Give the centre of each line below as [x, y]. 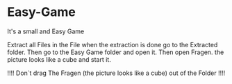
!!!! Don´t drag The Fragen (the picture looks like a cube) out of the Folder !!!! [116, 73]
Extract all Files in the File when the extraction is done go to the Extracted [113, 44]
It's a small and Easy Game [46, 31]
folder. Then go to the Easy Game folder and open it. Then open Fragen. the [116, 52]
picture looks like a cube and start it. [59, 59]
